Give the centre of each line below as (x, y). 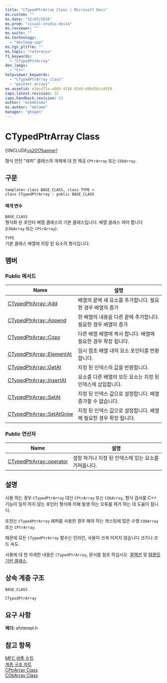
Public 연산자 (21, 434)
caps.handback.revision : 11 (34, 98)
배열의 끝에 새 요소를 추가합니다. (113, 300)
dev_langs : (16, 65)
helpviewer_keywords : (28, 75)
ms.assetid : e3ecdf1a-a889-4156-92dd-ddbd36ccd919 (59, 89)
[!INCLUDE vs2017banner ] (32, 150)
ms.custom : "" (20, 14)
